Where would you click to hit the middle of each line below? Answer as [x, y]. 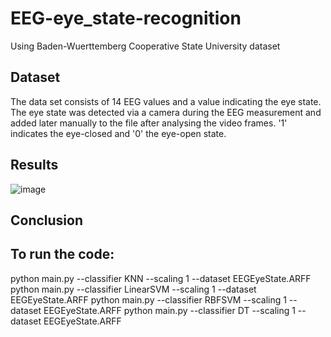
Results [34, 165]
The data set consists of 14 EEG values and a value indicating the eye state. [166, 101]
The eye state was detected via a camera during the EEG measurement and [166, 112]
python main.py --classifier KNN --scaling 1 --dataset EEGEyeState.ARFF [161, 278]
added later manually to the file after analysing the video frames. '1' [149, 123]
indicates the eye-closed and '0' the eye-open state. [118, 133]
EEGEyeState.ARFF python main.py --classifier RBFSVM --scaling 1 [148, 299]
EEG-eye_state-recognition [126, 18]
